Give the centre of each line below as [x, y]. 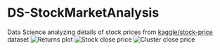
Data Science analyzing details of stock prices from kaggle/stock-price [110, 32]
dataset [18, 39]
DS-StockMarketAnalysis [83, 13]
